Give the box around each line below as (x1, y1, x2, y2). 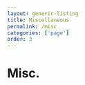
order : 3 (7, 36, 32, 43)
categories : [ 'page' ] (7, 29, 70, 37)
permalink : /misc (7, 23, 57, 30)
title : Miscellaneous (7, 17, 70, 23)
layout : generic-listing (7, 10, 79, 17)
